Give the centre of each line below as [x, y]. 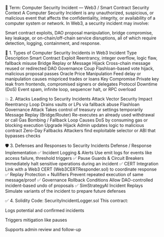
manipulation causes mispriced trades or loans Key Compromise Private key [82, 79]
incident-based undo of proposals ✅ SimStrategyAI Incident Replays [74, 185]
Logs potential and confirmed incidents [45, 210]
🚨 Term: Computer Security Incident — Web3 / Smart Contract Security [77, 8]
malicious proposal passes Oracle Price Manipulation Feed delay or [73, 74]
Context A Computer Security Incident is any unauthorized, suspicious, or [80, 13]
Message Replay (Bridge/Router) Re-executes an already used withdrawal [80, 115]
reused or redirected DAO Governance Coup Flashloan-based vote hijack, [80, 68]
